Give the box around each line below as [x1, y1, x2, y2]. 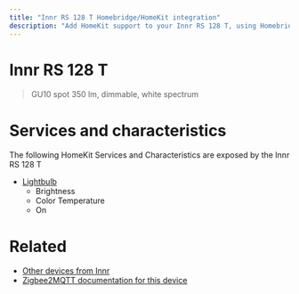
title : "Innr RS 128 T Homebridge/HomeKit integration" [9, 12, 221, 22]
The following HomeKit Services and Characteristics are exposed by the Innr [9, 150, 290, 160]
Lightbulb [21, 176, 58, 187]
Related [9, 236, 67, 257]
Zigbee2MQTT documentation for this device [21, 275, 188, 286]
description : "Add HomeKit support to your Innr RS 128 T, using [9, 21, 256, 30]
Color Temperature [35, 195, 105, 206]
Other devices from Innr [21, 265, 110, 276]
